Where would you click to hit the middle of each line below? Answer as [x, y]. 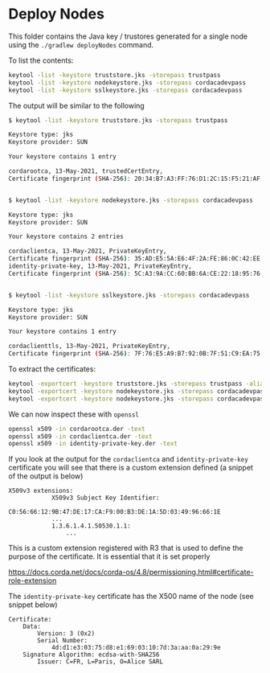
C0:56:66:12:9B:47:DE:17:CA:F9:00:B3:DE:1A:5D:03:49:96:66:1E [115, 512]
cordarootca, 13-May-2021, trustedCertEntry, [86, 171]
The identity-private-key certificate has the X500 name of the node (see [131, 597]
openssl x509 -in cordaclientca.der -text [80, 436]
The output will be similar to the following [76, 105]
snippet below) [33, 605]
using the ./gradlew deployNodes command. [81, 44]
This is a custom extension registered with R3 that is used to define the [126, 548]
